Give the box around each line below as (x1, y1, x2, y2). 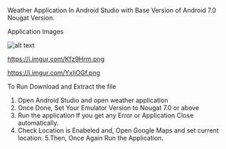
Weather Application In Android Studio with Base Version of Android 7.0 (7, 6, 217, 14)
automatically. (17, 118, 59, 127)
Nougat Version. (7, 13, 55, 22)
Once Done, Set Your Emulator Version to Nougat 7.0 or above (17, 104, 200, 112)
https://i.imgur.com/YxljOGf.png (7, 69, 101, 77)
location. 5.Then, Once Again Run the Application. (17, 134, 163, 142)
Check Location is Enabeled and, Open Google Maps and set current (17, 126, 219, 134)
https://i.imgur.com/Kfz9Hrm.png (7, 55, 105, 63)
